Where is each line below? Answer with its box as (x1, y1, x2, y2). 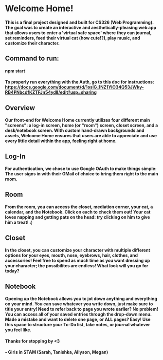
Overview (5, 104, 36, 112)
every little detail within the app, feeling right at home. (5, 138, 117, 144)
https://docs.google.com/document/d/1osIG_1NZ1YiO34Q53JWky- (5, 84, 145, 90)
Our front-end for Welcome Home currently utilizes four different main (5, 117, 150, 123)
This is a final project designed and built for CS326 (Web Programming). (5, 19, 154, 25)
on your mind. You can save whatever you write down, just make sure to (5, 301, 153, 307)
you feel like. (5, 327, 32, 333)
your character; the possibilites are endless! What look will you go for (5, 263, 148, 269)
